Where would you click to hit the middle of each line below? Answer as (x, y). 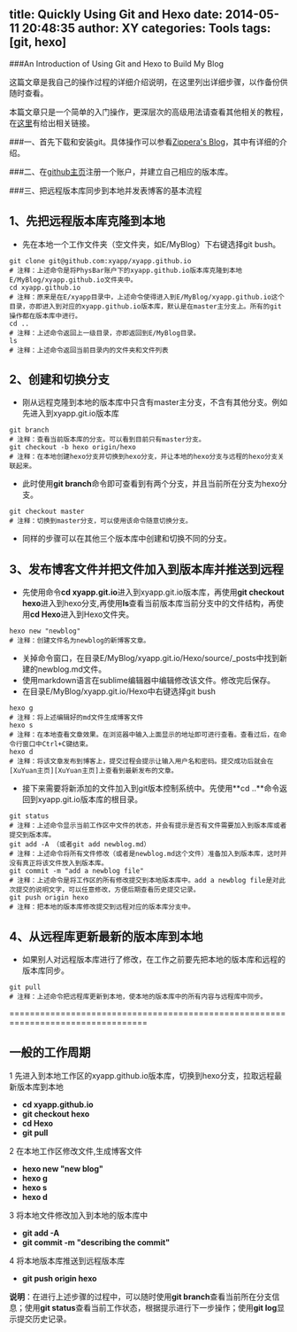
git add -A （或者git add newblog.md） (80, 845)
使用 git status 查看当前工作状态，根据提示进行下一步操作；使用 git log (151, 1307)
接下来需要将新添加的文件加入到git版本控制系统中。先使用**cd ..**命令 (151, 789)
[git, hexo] (38, 42)
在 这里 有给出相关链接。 (52, 122)
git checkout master (47, 512)
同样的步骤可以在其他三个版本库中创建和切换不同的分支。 (126, 539)
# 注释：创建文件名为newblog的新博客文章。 (80, 641)
